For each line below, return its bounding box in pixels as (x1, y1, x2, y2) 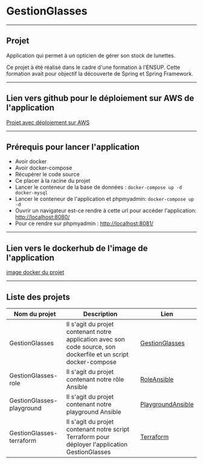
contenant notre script (66, 425, 130, 433)
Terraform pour (66, 433, 110, 441)
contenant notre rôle (66, 375, 124, 384)
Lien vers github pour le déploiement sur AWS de (6, 93, 195, 103)
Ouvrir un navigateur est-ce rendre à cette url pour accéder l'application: (14, 207, 197, 214)
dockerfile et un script (66, 350, 129, 358)
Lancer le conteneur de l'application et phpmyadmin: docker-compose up (14, 195, 195, 203)
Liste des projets (6, 292, 71, 302)
